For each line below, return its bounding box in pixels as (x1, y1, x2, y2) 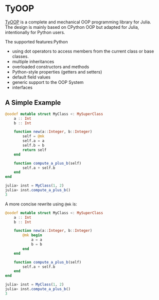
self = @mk (22, 134, 45, 139)
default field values (12, 74, 51, 80)
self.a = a (22, 138, 45, 144)
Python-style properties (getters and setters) (12, 69, 102, 75)
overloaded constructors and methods (12, 64, 89, 70)
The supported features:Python (5, 38, 68, 44)
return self (22, 147, 47, 152)
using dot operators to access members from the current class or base (12, 48, 154, 54)
